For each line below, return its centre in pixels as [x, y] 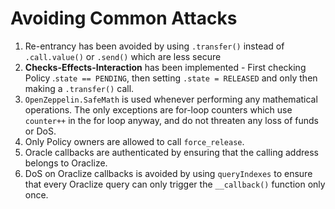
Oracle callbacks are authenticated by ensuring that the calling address [171, 152]
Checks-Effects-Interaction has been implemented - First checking [165, 67]
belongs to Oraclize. [66, 163]
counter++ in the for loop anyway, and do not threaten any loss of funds [171, 120]
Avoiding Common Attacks [124, 18]
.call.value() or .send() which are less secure [123, 56]
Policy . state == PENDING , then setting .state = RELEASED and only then [171, 78]
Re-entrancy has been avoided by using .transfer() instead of [154, 46]
